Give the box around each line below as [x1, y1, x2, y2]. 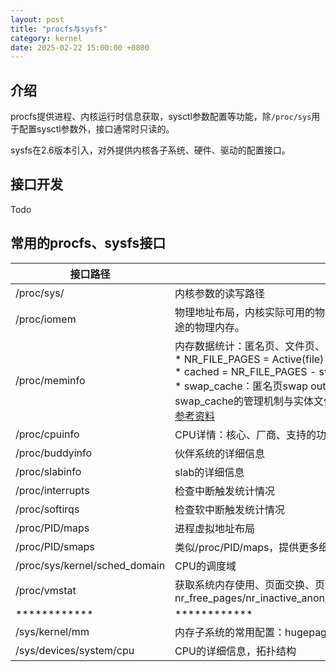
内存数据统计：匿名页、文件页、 [174, 339, 326, 353]
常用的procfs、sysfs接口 [10, 235, 167, 252]
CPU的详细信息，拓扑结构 [174, 644, 297, 658]
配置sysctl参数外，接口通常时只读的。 [18, 123, 175, 135]
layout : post [10, 14, 65, 25]
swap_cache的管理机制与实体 [174, 394, 314, 408]
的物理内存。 [184, 320, 246, 334]
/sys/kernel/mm [15, 624, 90, 638]
